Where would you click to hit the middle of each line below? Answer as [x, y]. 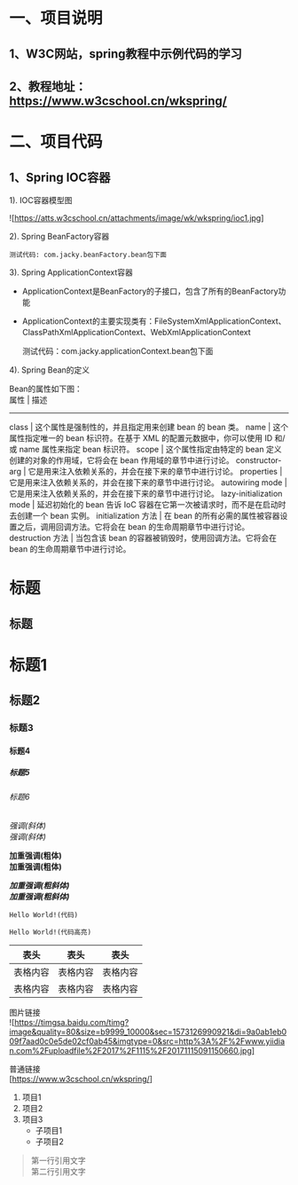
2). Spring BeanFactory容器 [59, 236]
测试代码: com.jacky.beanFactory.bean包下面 [88, 255]
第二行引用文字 [58, 1172]
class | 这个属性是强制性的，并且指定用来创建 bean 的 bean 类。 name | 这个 [149, 427]
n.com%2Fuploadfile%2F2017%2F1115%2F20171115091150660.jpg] [132, 1051]
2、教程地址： [48, 86]
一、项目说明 [56, 18]
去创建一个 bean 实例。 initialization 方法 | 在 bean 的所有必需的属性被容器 [145, 515]
